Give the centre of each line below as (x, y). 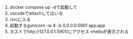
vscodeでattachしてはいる (36, 13)
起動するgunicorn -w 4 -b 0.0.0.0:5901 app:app (57, 25)
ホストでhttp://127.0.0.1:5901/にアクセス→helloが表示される (69, 31)
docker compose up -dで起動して (43, 7)
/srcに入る (20, 19)
